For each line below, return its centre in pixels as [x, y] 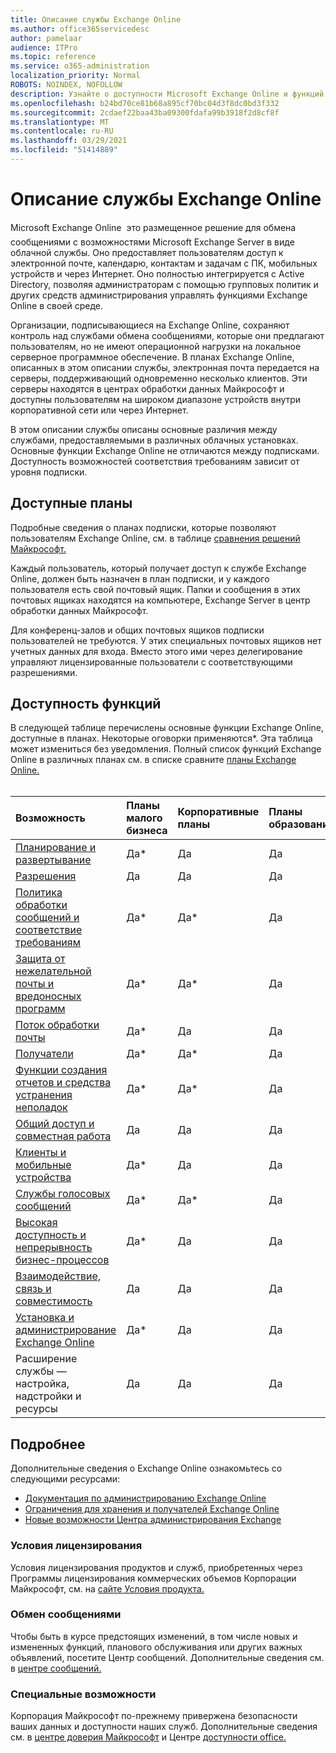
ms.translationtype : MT [60, 122]
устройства [43, 1178]
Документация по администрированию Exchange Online [145, 1498]
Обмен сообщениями [66, 1614]
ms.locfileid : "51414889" [64, 150]
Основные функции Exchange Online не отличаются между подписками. [165, 450]
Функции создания [61, 1070]
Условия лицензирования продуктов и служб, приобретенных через [156, 1567]
